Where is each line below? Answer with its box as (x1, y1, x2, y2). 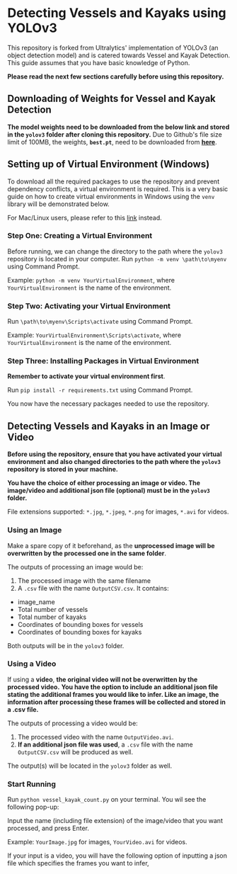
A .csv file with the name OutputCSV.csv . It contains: (17, 584, 169, 592)
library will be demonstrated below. (7, 200, 110, 208)
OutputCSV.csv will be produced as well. (17, 747, 133, 756)
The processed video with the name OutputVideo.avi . (17, 732, 174, 741)
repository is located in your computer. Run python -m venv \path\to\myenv (7, 254, 227, 263)
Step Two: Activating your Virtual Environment (7, 301, 171, 311)
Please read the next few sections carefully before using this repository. (7, 72, 224, 81)
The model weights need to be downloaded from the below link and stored (7, 123, 230, 131)
